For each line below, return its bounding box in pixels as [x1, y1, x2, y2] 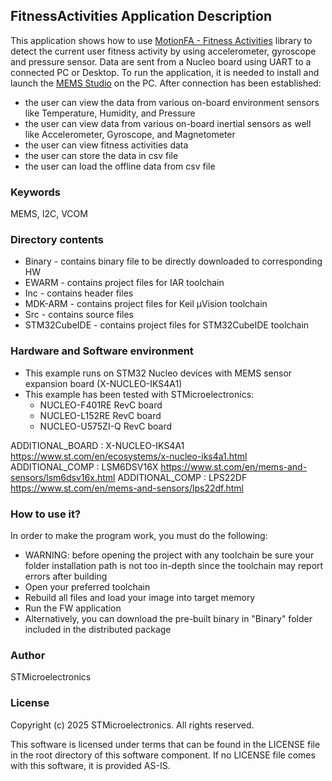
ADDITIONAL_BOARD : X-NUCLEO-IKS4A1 [10, 439, 185, 451]
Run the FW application [24, 602, 122, 614]
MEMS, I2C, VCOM [10, 208, 88, 220]
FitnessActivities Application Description [10, 8, 272, 25]
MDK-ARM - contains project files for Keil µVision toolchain [24, 298, 268, 310]
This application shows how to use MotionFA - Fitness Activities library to [10, 34, 313, 46]
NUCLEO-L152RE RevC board [39, 409, 162, 421]
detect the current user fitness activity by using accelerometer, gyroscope [10, 45, 317, 57]
